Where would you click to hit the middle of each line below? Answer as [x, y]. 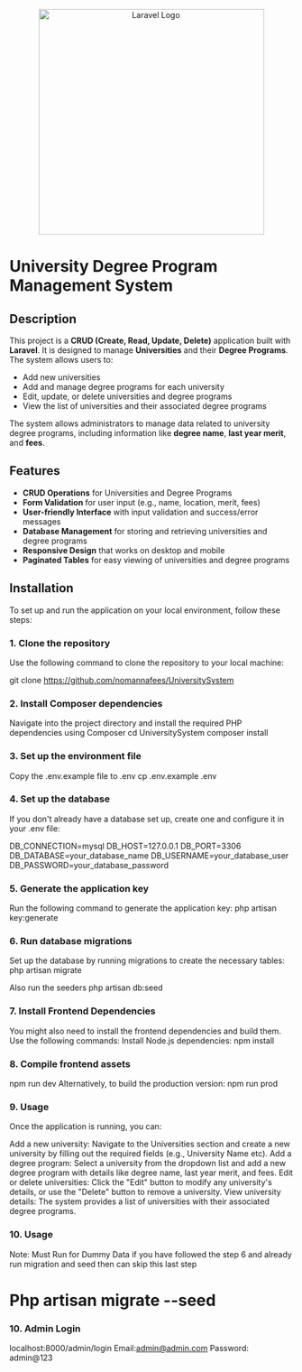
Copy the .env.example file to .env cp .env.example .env [113, 775]
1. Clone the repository [60, 643]
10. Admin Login [45, 1329]
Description [43, 319]
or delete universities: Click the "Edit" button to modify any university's [141, 1182]
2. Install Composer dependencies [86, 703]
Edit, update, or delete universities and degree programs [127, 396]
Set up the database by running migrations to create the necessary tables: [147, 960]
